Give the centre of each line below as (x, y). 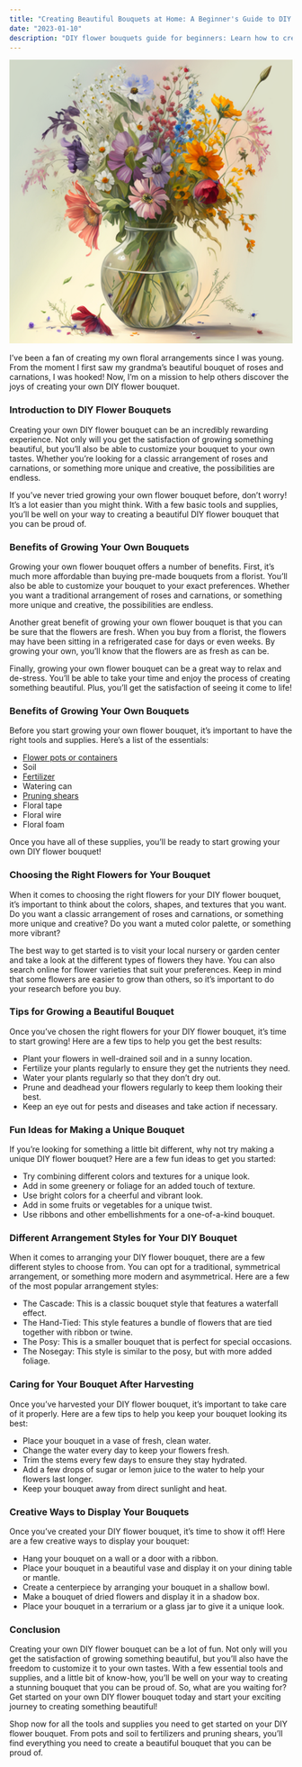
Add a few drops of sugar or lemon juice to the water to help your (143, 1469)
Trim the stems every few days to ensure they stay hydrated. (134, 1460)
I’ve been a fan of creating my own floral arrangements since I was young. (147, 358)
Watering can (47, 786)
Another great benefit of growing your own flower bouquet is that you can (146, 622)
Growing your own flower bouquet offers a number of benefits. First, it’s (142, 566)
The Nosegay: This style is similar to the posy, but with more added (147, 1352)
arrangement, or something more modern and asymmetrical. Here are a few (150, 1277)
